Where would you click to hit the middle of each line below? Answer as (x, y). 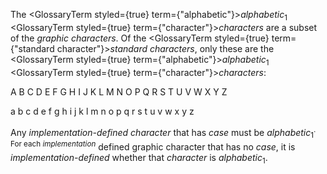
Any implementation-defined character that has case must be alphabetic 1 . (163, 132)
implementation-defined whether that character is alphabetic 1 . (139, 158)
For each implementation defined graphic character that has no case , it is (153, 146)
